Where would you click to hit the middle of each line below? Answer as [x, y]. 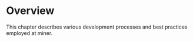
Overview [30, 11]
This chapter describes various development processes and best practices [97, 27]
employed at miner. [29, 33]
